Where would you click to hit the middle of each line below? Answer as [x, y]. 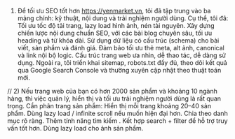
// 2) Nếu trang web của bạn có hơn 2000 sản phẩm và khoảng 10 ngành [112, 91]
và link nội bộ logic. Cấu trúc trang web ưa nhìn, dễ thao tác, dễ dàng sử [122, 55]
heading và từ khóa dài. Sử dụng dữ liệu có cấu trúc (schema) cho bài [118, 41]
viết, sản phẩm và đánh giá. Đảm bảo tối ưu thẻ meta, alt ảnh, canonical [121, 48]
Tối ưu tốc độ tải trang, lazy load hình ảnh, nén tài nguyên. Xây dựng [116, 25]
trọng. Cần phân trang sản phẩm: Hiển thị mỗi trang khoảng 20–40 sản [109, 106]
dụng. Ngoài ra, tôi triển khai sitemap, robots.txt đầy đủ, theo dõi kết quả [122, 63]
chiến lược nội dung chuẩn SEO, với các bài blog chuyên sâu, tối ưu [115, 33]
